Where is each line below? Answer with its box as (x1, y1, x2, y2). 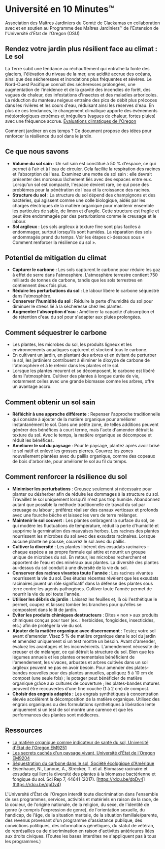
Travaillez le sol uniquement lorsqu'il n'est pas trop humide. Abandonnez (12, 496, 160, 502)
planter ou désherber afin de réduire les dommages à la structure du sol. (12, 491, 160, 497)
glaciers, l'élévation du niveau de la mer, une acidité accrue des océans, (5, 71, 152, 77)
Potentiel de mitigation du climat (5, 253, 107, 262)
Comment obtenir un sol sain (5, 398, 96, 406)
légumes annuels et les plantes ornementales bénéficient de (12, 654, 135, 660)
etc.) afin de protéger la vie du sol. (12, 622, 82, 628)
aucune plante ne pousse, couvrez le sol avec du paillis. (12, 538, 126, 544)
